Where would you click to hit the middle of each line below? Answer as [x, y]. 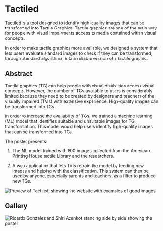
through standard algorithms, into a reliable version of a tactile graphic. [77, 58]
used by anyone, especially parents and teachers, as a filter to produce [84, 176]
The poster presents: [26, 141]
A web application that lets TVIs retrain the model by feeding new [78, 165]
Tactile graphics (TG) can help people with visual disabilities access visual [80, 86]
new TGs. [22, 181]
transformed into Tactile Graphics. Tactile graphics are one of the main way [81, 28]
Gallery [16, 206]
